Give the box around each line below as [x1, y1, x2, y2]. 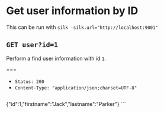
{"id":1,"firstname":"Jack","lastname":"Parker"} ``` [6, 100, 126, 107]
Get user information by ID [6, 4, 139, 18]
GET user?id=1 [6, 41, 58, 49]
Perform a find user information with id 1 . [6, 55, 107, 62]
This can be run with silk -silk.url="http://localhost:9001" [6, 24, 159, 31]
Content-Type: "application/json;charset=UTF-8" [14, 85, 137, 91]
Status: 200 [14, 78, 44, 85]
